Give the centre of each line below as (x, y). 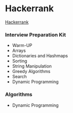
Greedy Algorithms (31, 71)
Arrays (19, 51)
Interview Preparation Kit (36, 35)
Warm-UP (22, 45)
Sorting (20, 61)
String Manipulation (32, 66)
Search (19, 77)
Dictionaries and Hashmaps (40, 56)
